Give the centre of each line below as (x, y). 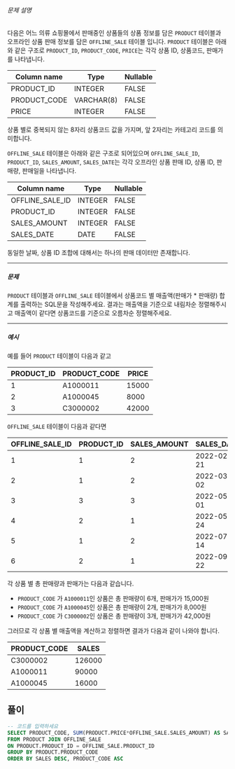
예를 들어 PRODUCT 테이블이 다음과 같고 (59, 356)
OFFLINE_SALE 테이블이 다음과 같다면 (57, 427)
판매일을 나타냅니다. (49, 171)
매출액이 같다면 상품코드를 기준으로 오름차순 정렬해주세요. (93, 313)
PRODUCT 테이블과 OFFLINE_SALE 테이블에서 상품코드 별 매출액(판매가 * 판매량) (113, 296)
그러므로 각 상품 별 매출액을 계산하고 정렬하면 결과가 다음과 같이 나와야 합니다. (114, 631)
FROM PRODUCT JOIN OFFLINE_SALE (54, 739)
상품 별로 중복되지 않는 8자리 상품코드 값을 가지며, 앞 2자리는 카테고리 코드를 (112, 130)
